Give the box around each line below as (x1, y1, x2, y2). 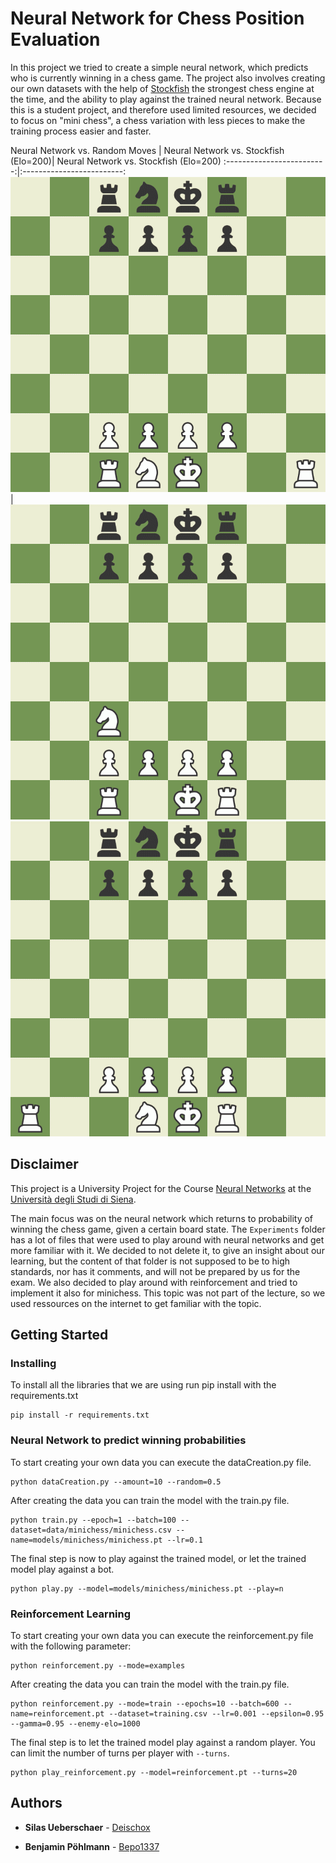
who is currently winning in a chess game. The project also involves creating (10, 72, 326, 84)
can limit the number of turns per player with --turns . (10, 1747, 230, 1759)
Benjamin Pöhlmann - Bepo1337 (24, 1840, 160, 1852)
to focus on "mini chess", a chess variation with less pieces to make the (10, 114, 306, 126)
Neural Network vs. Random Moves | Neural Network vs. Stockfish (10, 144, 285, 156)
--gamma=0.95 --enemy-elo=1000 (10, 1719, 141, 1729)
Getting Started (10, 1327, 109, 1344)
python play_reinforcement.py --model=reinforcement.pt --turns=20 (10, 1768, 298, 1778)
